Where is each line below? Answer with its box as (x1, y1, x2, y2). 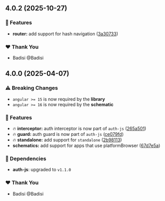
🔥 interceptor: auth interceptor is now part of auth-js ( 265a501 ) (12, 125, 146, 131)
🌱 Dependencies (5, 155, 46, 162)
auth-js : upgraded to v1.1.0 (12, 167, 72, 173)
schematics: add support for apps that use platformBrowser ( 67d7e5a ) (12, 142, 160, 148)
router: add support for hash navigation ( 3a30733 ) (12, 30, 119, 37)
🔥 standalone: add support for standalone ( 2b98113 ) (12, 136, 122, 143)
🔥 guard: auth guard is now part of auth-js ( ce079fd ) (12, 131, 124, 137)
